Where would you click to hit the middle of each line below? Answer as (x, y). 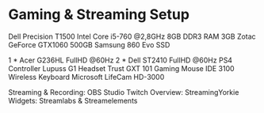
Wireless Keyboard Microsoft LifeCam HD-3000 (86, 77)
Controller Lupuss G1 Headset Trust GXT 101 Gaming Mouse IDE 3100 (122, 68)
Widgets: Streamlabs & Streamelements (73, 100)
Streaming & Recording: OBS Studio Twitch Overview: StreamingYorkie (124, 92)
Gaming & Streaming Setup (99, 15)
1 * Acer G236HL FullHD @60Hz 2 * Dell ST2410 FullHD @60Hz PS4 (120, 60)
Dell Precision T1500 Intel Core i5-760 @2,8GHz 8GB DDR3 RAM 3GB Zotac (132, 36)
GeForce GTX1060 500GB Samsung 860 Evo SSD (89, 44)
